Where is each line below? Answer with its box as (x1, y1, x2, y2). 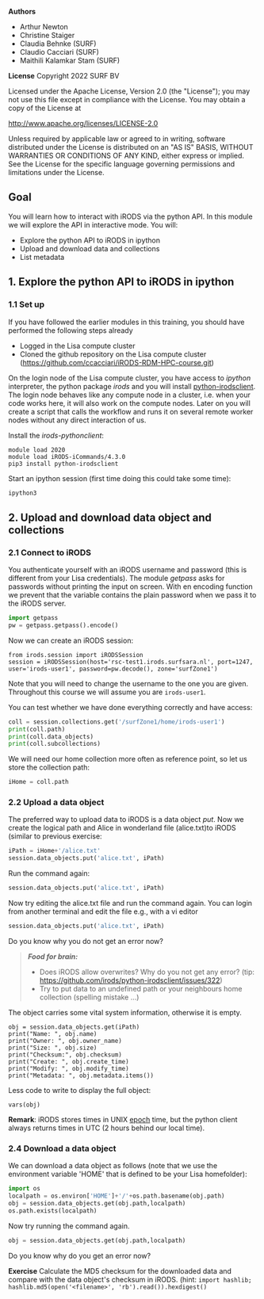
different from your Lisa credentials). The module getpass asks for (8, 574, 225, 583)
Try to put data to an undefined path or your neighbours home (39, 984, 243, 993)
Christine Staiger (19, 31, 75, 40)
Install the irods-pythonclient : (8, 430, 105, 440)
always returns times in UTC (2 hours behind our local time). (8, 1123, 205, 1133)
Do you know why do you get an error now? (8, 1251, 151, 1260)
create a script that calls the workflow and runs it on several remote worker (8, 407, 254, 416)
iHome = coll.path (8, 778, 69, 786)
